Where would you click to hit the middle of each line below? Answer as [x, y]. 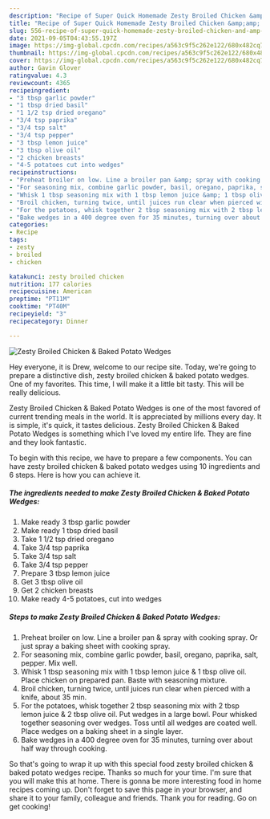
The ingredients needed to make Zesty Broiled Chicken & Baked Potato [130, 493]
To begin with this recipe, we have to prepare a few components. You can [131, 458]
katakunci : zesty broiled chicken [67, 277]
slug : [18, 31]
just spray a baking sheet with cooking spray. [95, 646]
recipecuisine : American [50, 291]
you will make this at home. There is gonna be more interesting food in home [135, 780]
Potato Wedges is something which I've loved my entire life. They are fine [130, 434]
